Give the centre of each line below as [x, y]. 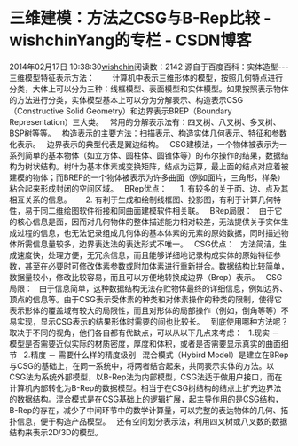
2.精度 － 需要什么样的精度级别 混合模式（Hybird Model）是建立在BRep [156, 355]
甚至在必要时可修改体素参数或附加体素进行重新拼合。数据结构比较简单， [157, 266]
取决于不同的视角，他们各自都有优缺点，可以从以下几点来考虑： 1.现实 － [145, 333]
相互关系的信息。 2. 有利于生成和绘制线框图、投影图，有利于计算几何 [141, 200]
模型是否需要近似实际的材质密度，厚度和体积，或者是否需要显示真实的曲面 [145, 343]
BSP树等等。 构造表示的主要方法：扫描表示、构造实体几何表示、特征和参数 [148, 133]
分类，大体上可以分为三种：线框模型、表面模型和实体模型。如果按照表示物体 [149, 89]
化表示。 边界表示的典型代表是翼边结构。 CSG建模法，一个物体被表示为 [145, 144]
